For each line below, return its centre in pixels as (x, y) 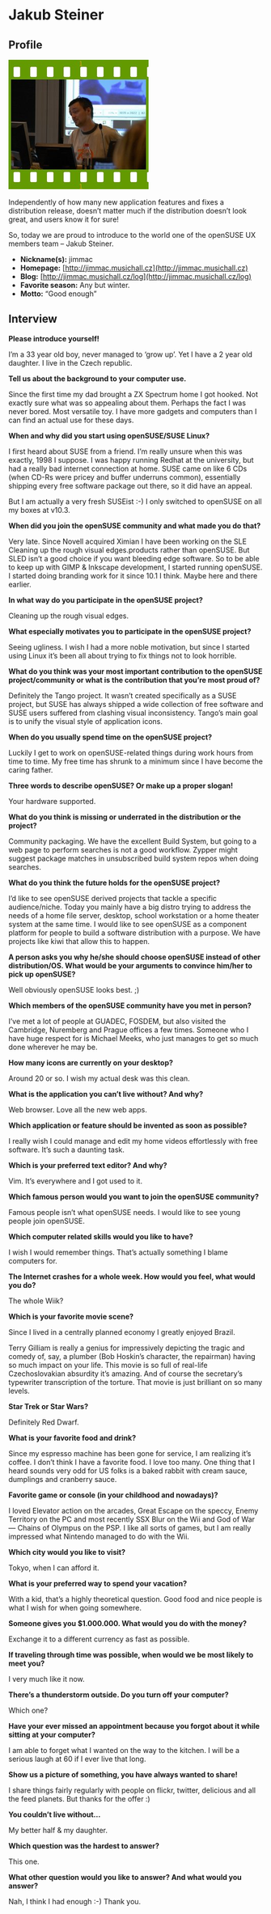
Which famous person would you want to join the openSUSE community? (133, 1196)
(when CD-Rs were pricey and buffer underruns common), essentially (125, 477)
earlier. (20, 584)
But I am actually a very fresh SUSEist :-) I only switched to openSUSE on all (135, 501)
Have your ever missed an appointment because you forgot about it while (134, 1726)
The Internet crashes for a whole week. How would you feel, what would (132, 1277)
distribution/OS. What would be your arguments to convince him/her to (131, 965)
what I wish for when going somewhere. (75, 1607)
